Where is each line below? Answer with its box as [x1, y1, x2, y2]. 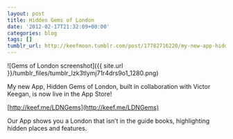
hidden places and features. [7, 124, 87, 132]
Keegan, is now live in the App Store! [7, 90, 112, 98]
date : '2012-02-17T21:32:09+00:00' [7, 23, 110, 30]
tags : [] [7, 36, 33, 43]
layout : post [7, 10, 45, 17]
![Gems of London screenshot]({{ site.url [7, 62, 123, 69]
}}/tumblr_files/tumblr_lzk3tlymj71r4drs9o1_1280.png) [7, 69, 159, 77]
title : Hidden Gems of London [7, 17, 95, 24]
